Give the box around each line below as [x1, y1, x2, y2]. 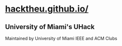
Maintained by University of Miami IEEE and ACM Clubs [5, 35, 118, 41]
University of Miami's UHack [5, 23, 95, 31]
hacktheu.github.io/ [5, 3, 89, 15]
